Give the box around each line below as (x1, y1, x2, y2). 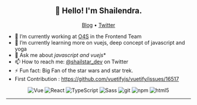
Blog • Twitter (81, 21, 116, 28)
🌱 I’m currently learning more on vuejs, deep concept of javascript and (14, 39, 185, 46)
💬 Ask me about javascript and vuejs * (14, 51, 107, 59)
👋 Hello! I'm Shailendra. (55, 6, 142, 16)
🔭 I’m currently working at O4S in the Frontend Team (14, 33, 142, 40)
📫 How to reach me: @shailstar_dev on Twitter (14, 58, 129, 65)
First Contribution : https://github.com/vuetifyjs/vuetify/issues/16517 (14, 75, 179, 82)
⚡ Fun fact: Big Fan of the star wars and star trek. (14, 67, 134, 74)
